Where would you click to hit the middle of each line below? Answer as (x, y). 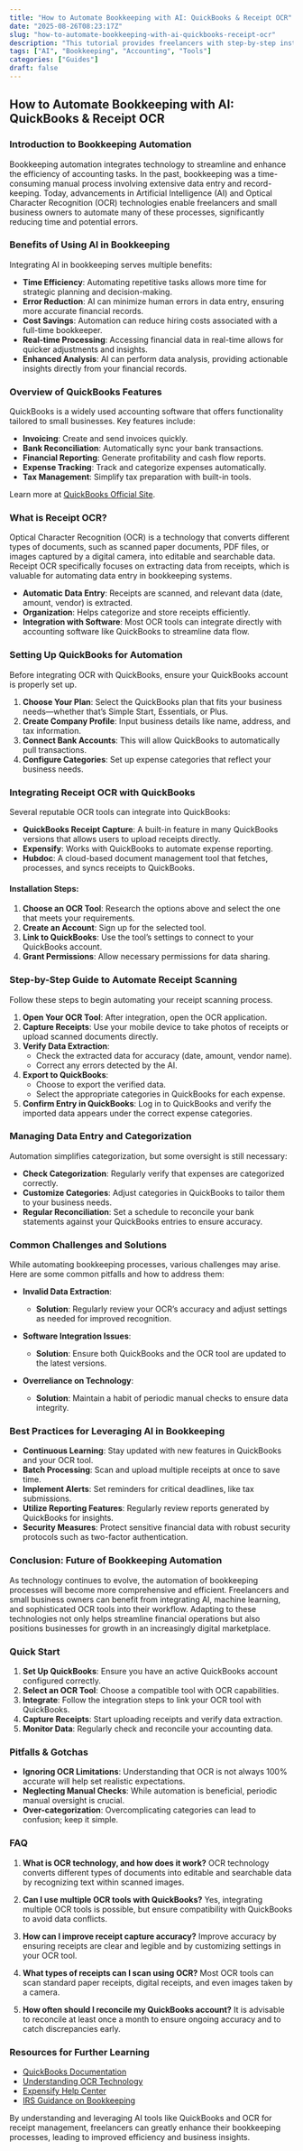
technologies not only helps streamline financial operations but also (135, 1618)
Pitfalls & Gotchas (49, 1752)
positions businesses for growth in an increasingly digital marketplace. (140, 1628)
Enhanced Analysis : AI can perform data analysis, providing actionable (155, 358)
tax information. (51, 730)
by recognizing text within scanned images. (103, 1882)
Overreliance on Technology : (78, 1381)
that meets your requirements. (78, 918)
